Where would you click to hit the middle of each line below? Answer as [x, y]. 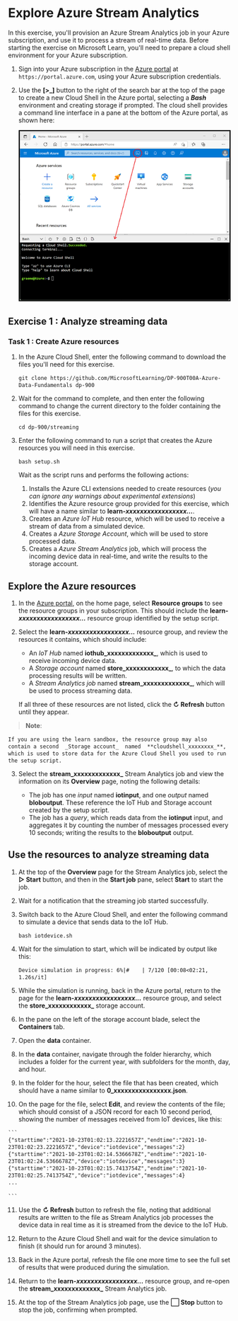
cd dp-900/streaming [48, 427]
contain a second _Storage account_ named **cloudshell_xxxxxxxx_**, [117, 746]
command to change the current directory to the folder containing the [119, 406]
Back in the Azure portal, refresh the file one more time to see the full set [124, 1259]
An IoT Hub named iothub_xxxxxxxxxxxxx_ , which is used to [118, 653]
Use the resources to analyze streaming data [109, 855]
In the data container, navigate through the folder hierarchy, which [115, 1054]
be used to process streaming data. [81, 691]
